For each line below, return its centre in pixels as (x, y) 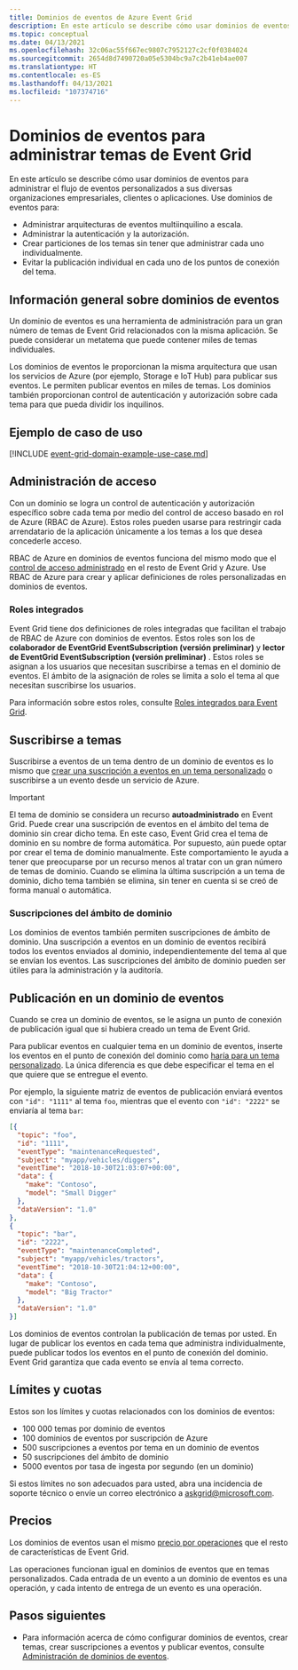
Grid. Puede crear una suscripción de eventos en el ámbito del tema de (139, 823)
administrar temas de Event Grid (131, 154)
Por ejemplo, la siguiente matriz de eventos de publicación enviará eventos (146, 1092)
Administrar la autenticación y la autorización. (106, 234)
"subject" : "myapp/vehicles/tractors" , (91, 1259)
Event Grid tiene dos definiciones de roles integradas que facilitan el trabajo (148, 629)
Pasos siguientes (58, 1616)
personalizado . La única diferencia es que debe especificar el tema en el (142, 1065)
